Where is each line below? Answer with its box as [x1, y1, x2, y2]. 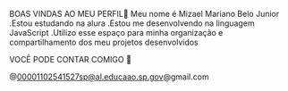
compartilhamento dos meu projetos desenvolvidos [9, 37, 199, 47]
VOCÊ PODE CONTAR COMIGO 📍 [9, 54, 132, 64]
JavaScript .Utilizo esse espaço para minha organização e [9, 28, 224, 37]
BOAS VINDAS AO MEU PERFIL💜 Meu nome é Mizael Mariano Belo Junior [9, 9, 280, 19]
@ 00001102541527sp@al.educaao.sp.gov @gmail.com [9, 71, 209, 82]
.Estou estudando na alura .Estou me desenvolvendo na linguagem [9, 18, 255, 29]
